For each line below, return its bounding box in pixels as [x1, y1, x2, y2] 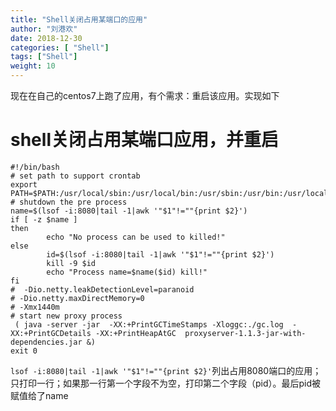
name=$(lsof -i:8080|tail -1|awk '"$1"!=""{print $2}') [10, 206, 248, 216]
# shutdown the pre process [10, 197, 128, 207]
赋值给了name [10, 389, 69, 401]
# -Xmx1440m [10, 302, 60, 312]
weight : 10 [10, 61, 56, 71]
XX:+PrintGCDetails [10, 328, 92, 338]
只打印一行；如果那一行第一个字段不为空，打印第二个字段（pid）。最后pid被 [10, 377, 322, 389]
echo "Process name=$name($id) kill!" [46, 267, 208, 277]
